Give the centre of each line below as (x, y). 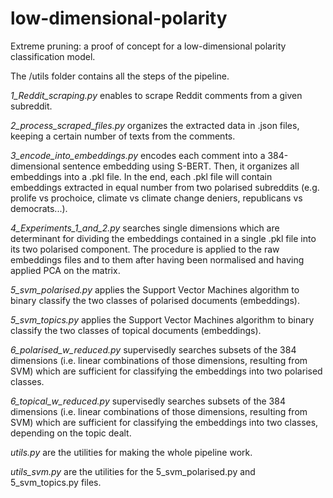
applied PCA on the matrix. (65, 270)
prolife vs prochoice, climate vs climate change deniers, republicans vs (156, 198)
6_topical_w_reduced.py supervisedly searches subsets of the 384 (148, 401)
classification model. (53, 56)
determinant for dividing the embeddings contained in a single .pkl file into (163, 238)
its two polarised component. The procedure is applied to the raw (145, 249)
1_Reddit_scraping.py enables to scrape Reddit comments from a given (156, 95)
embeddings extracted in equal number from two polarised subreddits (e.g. (165, 187)
